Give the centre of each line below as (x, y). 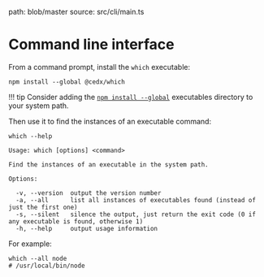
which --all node (38, 258)
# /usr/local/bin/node (47, 266)
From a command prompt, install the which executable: (100, 67)
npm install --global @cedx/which (67, 82)
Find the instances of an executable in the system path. (108, 164)
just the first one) (43, 207)
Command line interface (91, 45)
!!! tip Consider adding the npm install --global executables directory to (131, 97)
